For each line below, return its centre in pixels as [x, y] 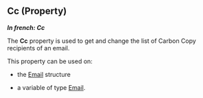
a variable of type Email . [51, 87]
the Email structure [44, 74]
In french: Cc [26, 27]
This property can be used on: [50, 61]
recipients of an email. [38, 48]
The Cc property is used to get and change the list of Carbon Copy [102, 41]
